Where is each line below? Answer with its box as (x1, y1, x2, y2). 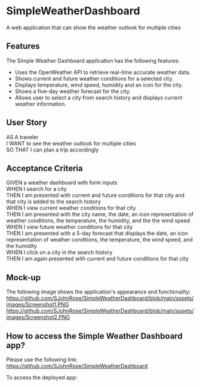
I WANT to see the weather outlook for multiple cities (6, 140, 136, 147)
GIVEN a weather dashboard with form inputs (6, 179, 118, 186)
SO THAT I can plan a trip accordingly (6, 146, 99, 153)
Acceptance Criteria (6, 163, 83, 174)
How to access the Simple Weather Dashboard (6, 331, 183, 341)
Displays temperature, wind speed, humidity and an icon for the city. (14, 81, 183, 88)
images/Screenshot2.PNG (6, 314, 70, 321)
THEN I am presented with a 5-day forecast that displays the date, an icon (6, 230, 188, 237)
